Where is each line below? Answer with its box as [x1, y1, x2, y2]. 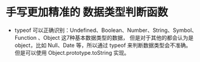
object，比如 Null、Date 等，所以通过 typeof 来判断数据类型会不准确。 [14, 42, 191, 49]
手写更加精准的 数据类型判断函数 [5, 5, 168, 19]
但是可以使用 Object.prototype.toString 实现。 [14, 49, 130, 56]
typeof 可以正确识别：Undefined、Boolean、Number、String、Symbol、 [14, 26, 198, 34]
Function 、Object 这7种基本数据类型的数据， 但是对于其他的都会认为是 [14, 34, 194, 41]
